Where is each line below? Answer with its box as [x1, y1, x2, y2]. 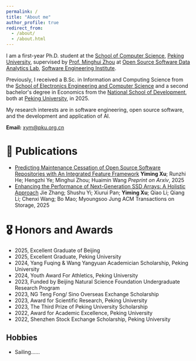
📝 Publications [6, 145, 78, 158]
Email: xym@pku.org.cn [6, 124, 65, 131]
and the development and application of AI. [6, 112, 110, 120]
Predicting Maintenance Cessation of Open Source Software [14, 164, 161, 171]
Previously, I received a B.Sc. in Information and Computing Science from [6, 76, 184, 83]
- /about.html [11, 36, 46, 42]
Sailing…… [14, 348, 40, 355]
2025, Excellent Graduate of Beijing [14, 247, 100, 254]
